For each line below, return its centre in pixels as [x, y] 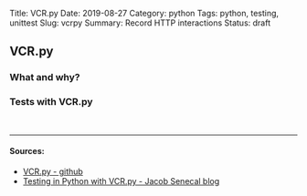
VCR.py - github [53, 171]
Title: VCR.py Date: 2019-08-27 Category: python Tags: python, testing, [144, 13]
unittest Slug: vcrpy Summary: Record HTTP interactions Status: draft [140, 23]
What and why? [45, 77]
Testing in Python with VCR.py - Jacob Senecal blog [121, 181]
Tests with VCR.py [51, 102]
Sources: [27, 151]
